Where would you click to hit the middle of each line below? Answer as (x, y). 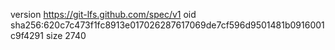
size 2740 (66, 35)
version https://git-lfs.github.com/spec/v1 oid (103, 14)
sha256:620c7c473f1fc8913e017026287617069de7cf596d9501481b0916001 (167, 25)
